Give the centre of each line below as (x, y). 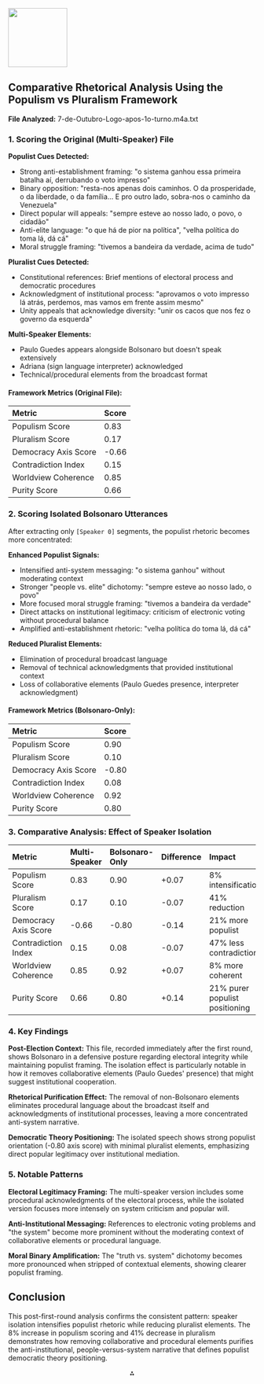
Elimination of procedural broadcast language (93, 659)
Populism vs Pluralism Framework (93, 100)
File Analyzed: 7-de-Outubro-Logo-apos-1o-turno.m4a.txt (103, 119)
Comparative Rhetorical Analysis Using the (116, 88)
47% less (227, 943)
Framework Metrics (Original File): (65, 392)
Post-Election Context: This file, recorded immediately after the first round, (130, 1048)
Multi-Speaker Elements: (50, 334)
